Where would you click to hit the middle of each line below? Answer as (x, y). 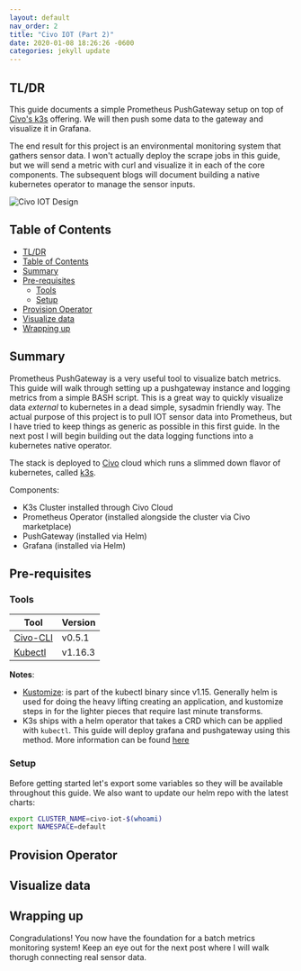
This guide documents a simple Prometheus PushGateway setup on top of (146, 109)
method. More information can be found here (106, 740)
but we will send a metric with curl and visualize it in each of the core (137, 165)
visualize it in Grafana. (50, 128)
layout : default (40, 18)
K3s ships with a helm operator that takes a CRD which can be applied (152, 721)
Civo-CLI (34, 638)
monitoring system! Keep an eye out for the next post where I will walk (139, 948)
